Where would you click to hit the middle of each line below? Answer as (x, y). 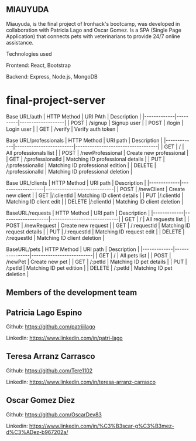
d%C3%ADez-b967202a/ (37, 432)
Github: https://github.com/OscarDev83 (54, 414)
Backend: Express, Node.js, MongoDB (52, 76)
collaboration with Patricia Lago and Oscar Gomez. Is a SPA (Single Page (94, 30)
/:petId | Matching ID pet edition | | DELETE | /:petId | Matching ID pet (89, 268)
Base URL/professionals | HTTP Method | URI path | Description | (84, 140)
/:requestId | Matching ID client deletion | (55, 238)
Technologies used (29, 54)
